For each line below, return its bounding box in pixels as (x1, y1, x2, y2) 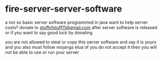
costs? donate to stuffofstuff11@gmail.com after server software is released (5, 24, 158, 30)
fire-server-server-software (5, 3, 122, 15)
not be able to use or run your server (5, 49, 79, 55)
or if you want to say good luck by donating (5, 30, 93, 35)
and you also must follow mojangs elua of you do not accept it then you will (5, 44, 157, 50)
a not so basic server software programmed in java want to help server (5, 19, 148, 25)
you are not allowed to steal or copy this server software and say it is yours (5, 39, 157, 45)
